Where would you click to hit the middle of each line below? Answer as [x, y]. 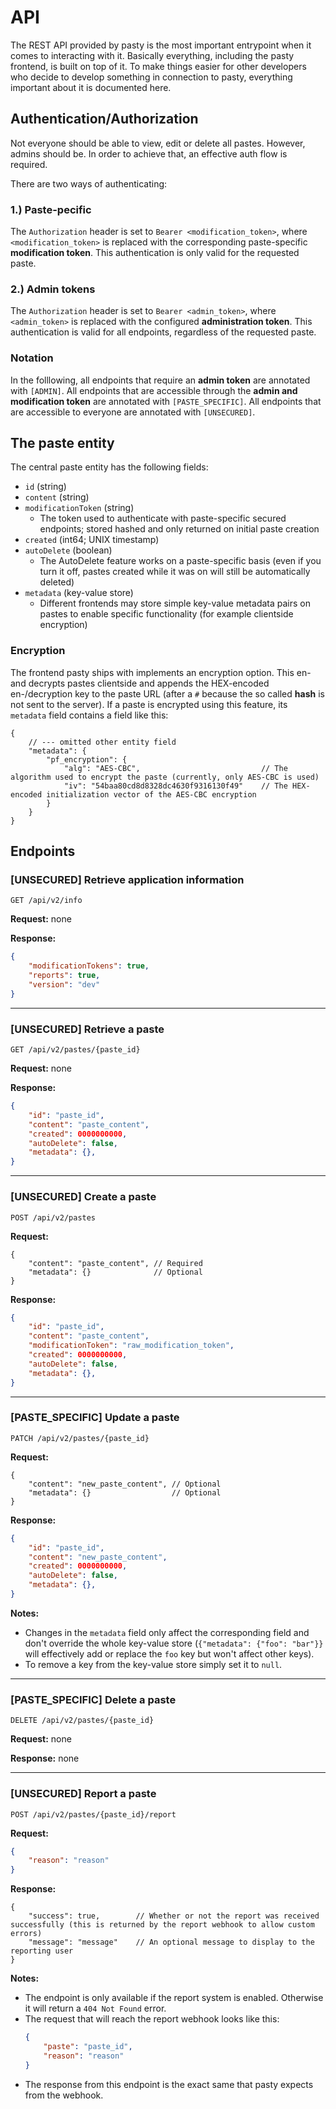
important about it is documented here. [91, 87]
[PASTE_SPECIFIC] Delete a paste [93, 1699]
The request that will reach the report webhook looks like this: [152, 2019]
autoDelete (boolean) [68, 550]
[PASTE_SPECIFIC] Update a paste [95, 1418]
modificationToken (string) [79, 508]
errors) [26, 1934]
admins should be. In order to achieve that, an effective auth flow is [149, 153]
